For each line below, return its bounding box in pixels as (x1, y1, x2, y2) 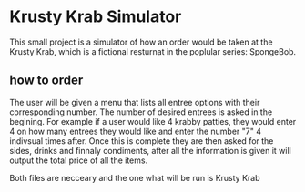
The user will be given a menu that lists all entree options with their (9, 96, 260, 107)
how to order (9, 73, 84, 88)
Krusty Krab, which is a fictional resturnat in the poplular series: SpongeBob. (9, 45, 297, 56)
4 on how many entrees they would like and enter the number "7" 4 (9, 126, 262, 136)
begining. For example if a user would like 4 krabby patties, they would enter (9, 116, 297, 126)
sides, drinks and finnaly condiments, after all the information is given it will (9, 145, 291, 156)
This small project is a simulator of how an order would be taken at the (9, 36, 273, 47)
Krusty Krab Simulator (9, 6, 182, 27)
